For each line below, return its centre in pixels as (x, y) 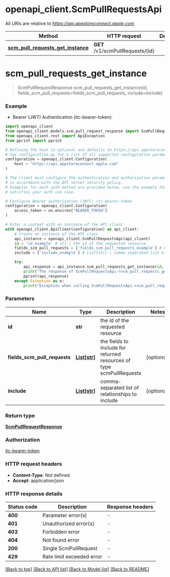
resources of (115, 360)
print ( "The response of (48, 271)
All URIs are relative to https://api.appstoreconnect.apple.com (70, 23)
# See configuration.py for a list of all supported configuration (78, 154)
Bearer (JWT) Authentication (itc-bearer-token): (62, 117)
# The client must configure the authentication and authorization (78, 178)
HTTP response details (34, 494)
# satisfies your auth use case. (40, 192)
